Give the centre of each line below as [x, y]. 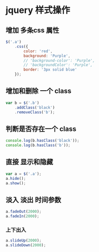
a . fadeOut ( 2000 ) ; [24, 212]
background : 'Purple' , [47, 56]
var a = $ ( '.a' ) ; [24, 174]
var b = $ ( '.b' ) [22, 103]
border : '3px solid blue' [50, 70]
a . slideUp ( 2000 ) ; [24, 241]
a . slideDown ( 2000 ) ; [26, 245]
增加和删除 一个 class [39, 91]
